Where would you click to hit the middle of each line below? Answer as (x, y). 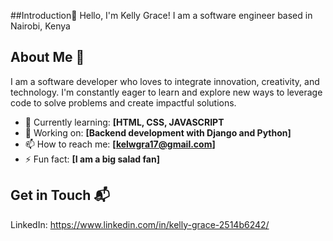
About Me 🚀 (47, 57)
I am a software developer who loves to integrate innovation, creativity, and (165, 81)
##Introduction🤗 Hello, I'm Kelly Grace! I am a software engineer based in (161, 15)
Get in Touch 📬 (60, 195)
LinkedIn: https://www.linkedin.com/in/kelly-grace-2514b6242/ (140, 224)
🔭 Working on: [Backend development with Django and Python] (158, 132)
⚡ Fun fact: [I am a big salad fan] (92, 159)
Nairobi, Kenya (40, 26)
